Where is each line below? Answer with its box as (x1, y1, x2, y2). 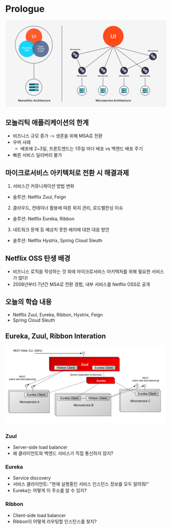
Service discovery (12, 475, 51, 481)
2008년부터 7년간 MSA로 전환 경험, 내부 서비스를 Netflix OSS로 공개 (12, 281, 151, 287)
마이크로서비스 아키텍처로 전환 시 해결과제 (5, 168, 129, 177)
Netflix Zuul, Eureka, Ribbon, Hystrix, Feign (12, 311, 103, 318)
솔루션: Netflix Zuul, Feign (12, 194, 66, 200)
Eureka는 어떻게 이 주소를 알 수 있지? (12, 488, 87, 494)
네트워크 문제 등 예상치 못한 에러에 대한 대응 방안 (12, 226, 110, 233)
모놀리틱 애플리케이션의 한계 (5, 118, 89, 127)
